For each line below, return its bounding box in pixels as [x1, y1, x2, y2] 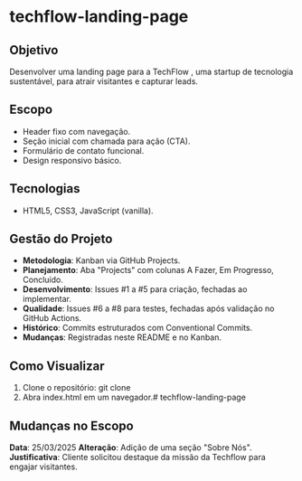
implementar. [22, 294, 72, 305]
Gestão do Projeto [9, 231, 113, 247]
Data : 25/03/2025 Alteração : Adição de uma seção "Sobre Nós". [9, 442, 252, 453]
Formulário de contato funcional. [22, 145, 145, 156]
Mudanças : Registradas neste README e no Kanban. [22, 332, 222, 343]
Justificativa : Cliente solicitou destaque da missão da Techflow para [9, 452, 267, 463]
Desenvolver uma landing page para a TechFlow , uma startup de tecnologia [9, 66, 294, 77]
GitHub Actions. [22, 313, 82, 324]
